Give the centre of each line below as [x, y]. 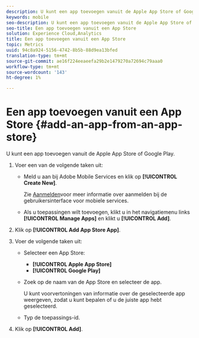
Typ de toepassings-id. [52, 318]
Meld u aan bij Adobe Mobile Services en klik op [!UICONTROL [100, 177]
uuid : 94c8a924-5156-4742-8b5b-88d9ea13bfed [62, 50]
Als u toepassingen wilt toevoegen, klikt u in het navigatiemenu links [107, 212]
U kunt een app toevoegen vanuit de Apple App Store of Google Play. [91, 154]
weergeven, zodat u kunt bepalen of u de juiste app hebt [92, 300]
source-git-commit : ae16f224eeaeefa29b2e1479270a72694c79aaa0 [84, 61]
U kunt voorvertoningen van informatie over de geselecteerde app [104, 294]
